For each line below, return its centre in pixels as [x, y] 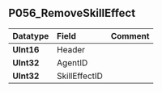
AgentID [72, 62]
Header [71, 49]
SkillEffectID [80, 76]
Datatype [31, 36]
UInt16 [26, 49]
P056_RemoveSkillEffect [72, 13]
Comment [130, 36]
